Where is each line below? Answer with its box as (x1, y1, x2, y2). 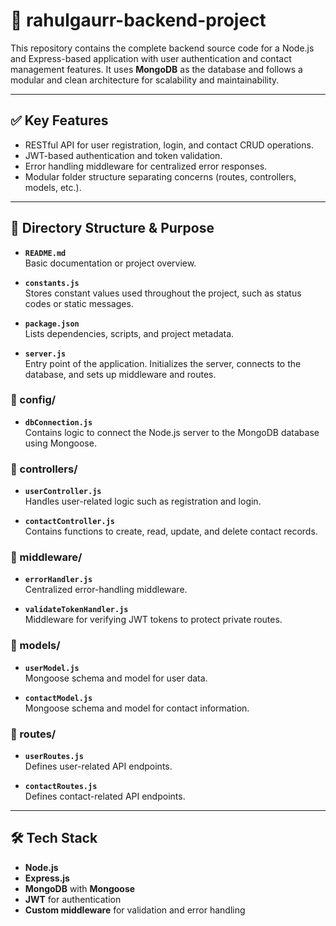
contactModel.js (24, 693, 93, 703)
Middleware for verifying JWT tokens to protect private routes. (24, 614, 283, 626)
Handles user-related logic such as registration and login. (24, 495, 262, 508)
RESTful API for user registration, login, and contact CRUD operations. (24, 139, 314, 151)
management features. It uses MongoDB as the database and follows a (10, 63, 303, 75)
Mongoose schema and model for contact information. (24, 702, 250, 714)
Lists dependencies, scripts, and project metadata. (24, 327, 235, 339)
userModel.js (24, 663, 80, 673)
